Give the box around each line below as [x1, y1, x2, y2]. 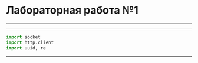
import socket [6, 34, 41, 40]
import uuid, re [6, 45, 46, 51]
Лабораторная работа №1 [6, 4, 138, 17]
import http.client [6, 39, 54, 45]
